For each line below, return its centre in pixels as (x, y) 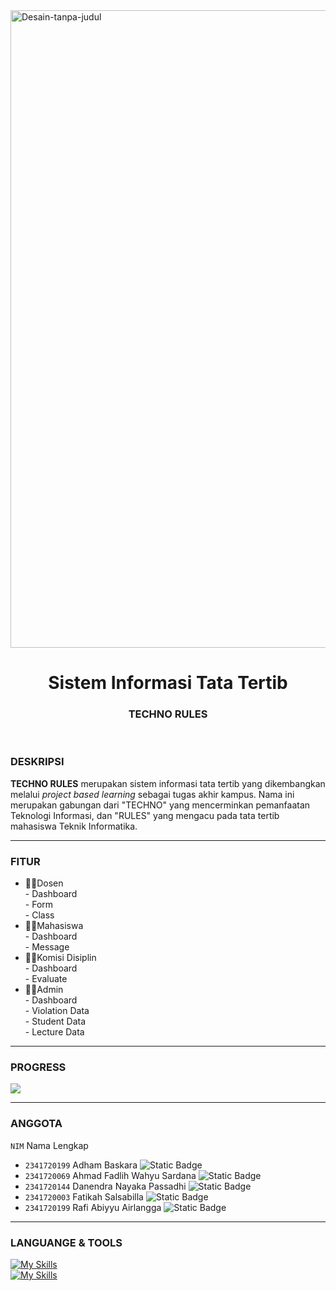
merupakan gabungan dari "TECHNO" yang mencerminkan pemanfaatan (160, 805)
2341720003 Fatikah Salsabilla (84, 1196)
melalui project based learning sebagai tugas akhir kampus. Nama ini (152, 794)
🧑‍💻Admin (44, 990)
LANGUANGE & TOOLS (66, 1242)
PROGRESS (38, 1067)
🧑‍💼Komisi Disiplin (60, 958)
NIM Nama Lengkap (49, 1145)
